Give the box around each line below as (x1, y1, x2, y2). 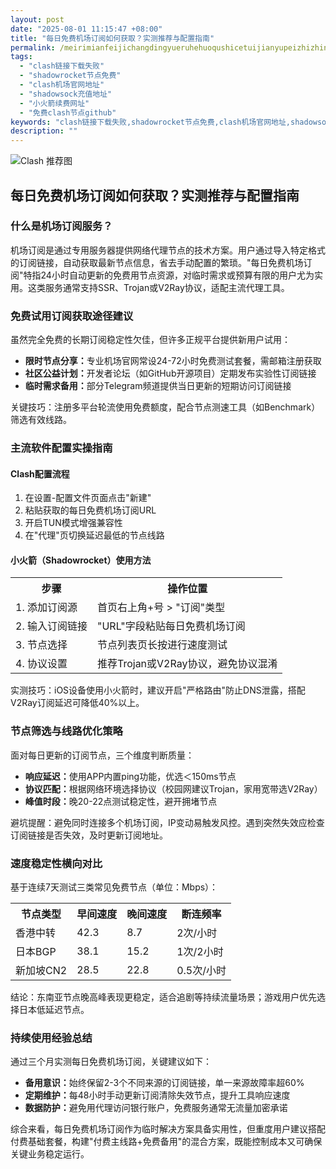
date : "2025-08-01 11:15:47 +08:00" (10, 24, 163, 34)
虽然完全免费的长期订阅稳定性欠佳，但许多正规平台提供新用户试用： (10, 334, 291, 346)
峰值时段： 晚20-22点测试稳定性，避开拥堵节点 (24, 795, 218, 807)
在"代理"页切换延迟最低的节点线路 (24, 529, 165, 541)
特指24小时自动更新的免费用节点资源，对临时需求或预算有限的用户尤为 (23, 269, 315, 281)
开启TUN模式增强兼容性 (24, 517, 123, 529)
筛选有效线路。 (10, 414, 72, 426)
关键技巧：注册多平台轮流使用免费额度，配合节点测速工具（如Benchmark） (10, 401, 321, 413)
